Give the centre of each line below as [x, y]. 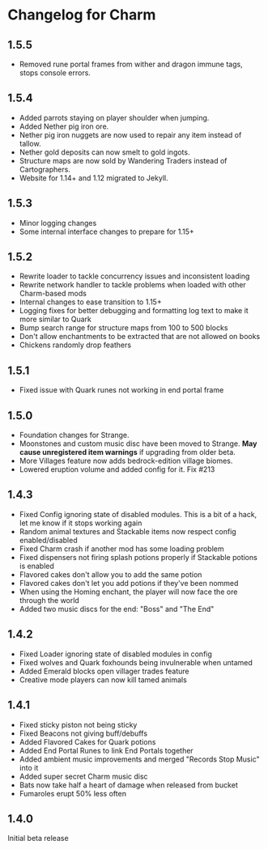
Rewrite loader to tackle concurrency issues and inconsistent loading [134, 276]
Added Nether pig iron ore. [64, 126]
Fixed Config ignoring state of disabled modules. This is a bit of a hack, [138, 514]
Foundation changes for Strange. [74, 435]
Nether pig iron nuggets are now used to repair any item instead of [130, 134]
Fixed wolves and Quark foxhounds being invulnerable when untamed [136, 662]
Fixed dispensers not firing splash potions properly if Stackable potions [138, 557]
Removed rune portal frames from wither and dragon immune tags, [131, 64]
